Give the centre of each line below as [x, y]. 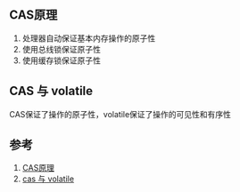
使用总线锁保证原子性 [61, 49]
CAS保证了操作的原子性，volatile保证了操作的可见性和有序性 [120, 114]
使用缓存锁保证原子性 [61, 60]
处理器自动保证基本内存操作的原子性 [89, 38]
